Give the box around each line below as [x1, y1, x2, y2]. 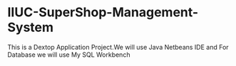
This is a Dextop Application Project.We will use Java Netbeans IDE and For [7, 43, 230, 51]
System [7, 19, 54, 35]
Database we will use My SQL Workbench [7, 50, 130, 59]
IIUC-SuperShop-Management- [7, 4, 199, 21]
